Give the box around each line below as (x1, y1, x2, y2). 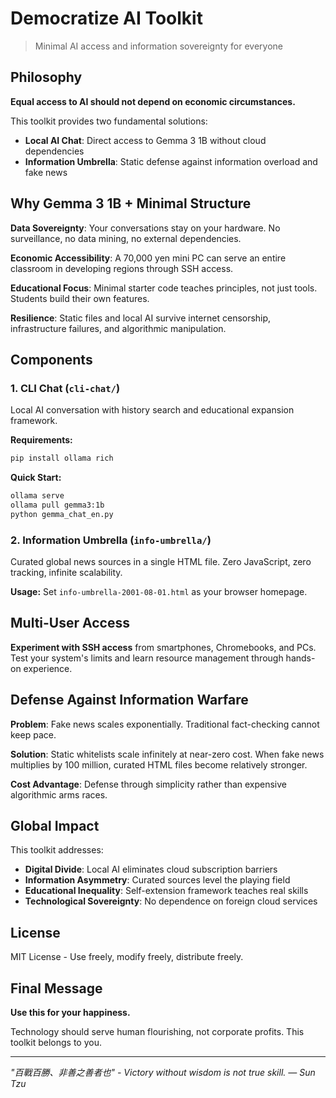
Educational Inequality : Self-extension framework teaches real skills (24, 885, 309, 897)
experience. (23, 662, 73, 674)
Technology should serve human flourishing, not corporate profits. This (10, 1026, 305, 1038)
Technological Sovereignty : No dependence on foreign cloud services (24, 895, 318, 907)
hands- (285, 652, 316, 664)
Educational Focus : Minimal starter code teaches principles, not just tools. (10, 282, 318, 294)
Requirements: (10, 434, 73, 446)
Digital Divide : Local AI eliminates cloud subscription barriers (24, 863, 278, 876)
